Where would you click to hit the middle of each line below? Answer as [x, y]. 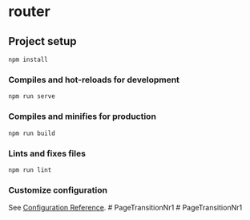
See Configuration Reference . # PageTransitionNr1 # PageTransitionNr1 [125, 208]
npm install [28, 59]
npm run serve [32, 96]
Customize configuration [58, 189]
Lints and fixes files [47, 153]
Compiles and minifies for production [82, 116]
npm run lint [30, 170]
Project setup [43, 41]
